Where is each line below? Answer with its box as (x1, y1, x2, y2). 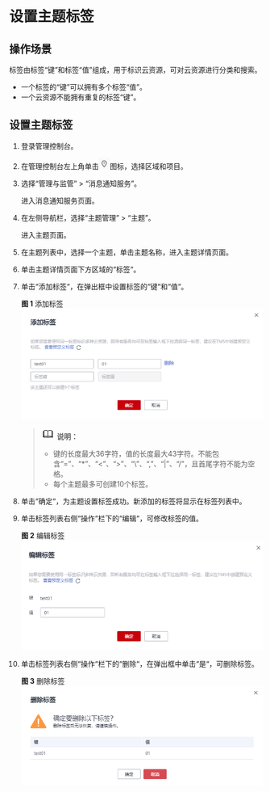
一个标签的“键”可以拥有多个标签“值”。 (20, 82, 147, 91)
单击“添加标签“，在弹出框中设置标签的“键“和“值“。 (20, 281, 189, 291)
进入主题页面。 (20, 230, 71, 239)
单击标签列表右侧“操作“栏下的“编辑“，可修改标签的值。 (20, 513, 204, 523)
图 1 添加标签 (20, 298, 64, 308)
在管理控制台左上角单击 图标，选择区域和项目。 (20, 161, 188, 171)
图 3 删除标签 (20, 676, 65, 685)
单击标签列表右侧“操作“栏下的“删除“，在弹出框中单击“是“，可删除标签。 (20, 659, 259, 668)
